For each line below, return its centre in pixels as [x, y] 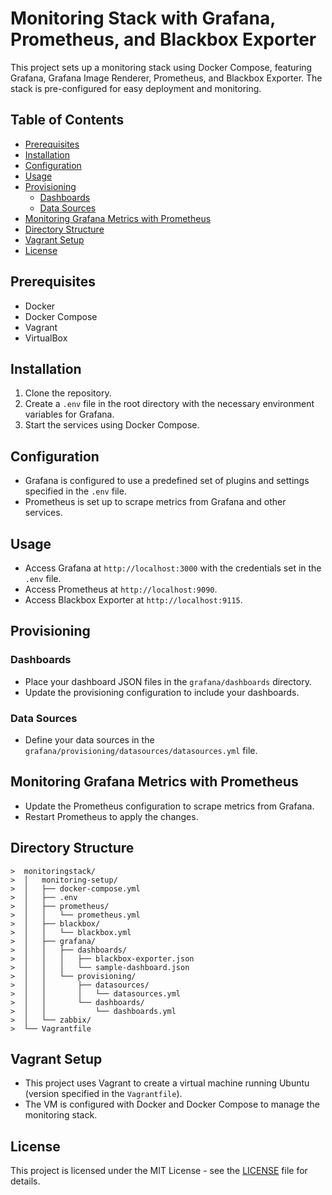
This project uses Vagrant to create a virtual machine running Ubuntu [167, 1083]
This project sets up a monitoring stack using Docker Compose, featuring [161, 67]
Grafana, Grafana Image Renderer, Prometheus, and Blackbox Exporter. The [166, 78]
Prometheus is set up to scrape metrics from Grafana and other [155, 502]
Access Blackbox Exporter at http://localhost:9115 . [133, 600]
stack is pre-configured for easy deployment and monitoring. [136, 88]
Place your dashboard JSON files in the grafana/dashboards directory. [168, 681]
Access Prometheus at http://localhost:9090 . [121, 589]
